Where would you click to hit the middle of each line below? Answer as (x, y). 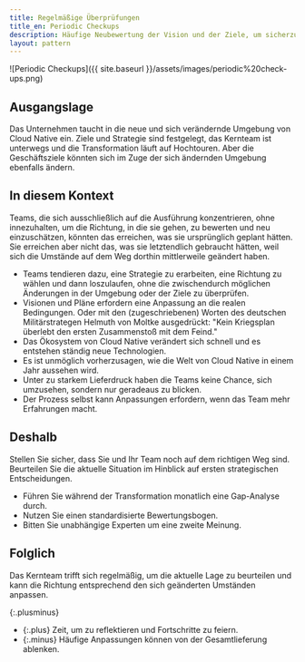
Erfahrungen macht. (60, 408)
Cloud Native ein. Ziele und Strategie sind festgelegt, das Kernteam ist (141, 139)
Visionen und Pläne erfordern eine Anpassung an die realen (134, 302)
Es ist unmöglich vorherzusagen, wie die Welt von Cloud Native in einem (158, 360)
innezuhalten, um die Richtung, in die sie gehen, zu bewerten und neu (140, 227)
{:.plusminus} (34, 612)
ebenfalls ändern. (42, 168)
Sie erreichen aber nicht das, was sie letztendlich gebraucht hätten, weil (144, 247)
